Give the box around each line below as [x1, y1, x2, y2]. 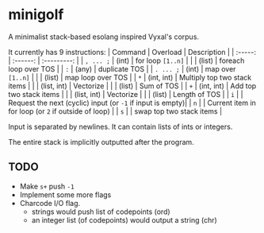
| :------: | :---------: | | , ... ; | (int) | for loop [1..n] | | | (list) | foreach [8, 56, 245, 65]
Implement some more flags [19, 189, 112, 200]
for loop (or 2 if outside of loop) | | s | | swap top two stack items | [8, 106, 223, 116]
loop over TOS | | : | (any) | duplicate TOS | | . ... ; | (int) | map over [8, 64, 236, 73]
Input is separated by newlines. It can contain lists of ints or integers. [8, 122, 233, 131]
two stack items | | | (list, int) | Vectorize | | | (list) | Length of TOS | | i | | [8, 89, 243, 99]
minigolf [8, 6, 64, 24]
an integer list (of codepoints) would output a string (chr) [31, 215, 218, 224]
